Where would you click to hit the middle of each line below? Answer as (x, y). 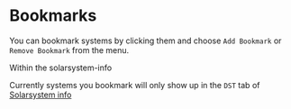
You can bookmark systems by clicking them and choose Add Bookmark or (145, 41)
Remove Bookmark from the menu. (69, 50)
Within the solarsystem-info (61, 68)
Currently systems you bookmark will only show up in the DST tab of (135, 85)
